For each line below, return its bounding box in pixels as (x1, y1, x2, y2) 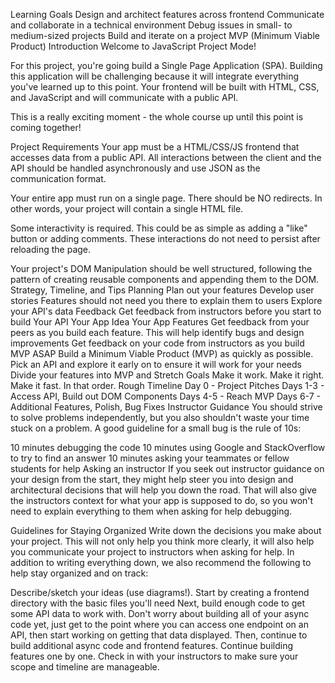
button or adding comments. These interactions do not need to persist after (10, 233, 321, 244)
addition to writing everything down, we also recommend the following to (10, 557, 312, 568)
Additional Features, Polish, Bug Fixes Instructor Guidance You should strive (10, 401, 323, 413)
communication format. (10, 173, 107, 184)
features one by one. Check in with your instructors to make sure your (10, 650, 299, 662)
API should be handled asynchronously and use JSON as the (10, 162, 261, 174)
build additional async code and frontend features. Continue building (10, 640, 293, 651)
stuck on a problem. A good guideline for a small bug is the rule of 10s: (10, 422, 302, 434)
